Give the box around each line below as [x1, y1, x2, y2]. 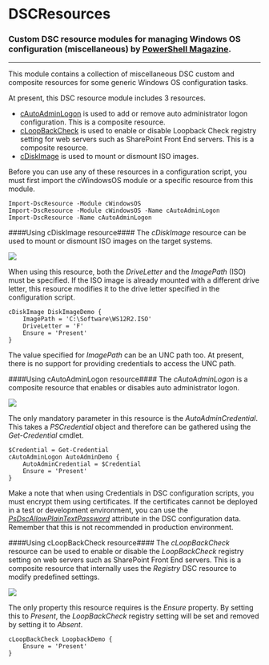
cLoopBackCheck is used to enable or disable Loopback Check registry [19, 126, 257, 136]
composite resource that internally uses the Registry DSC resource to [8, 564, 237, 573]
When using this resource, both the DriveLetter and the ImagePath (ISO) [8, 267, 247, 277]
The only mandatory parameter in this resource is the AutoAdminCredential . [8, 414, 259, 423]
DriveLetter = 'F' [22, 322, 84, 330]
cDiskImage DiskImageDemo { [8, 308, 102, 316]
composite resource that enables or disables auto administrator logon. [8, 383, 240, 393]
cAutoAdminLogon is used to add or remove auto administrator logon [19, 109, 248, 119]
